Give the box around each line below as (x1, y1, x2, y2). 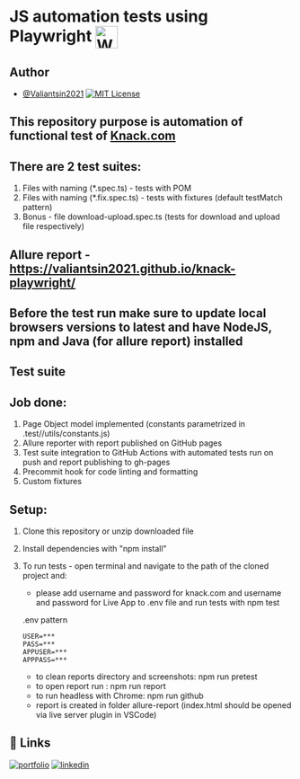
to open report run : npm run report (35, 681, 166, 691)
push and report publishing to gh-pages (22, 456, 171, 468)
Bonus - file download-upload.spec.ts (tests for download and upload (22, 211, 280, 222)
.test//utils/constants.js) (22, 429, 110, 439)
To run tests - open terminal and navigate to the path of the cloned (22, 561, 269, 571)
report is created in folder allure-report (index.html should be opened (35, 700, 292, 711)
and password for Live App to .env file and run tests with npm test (35, 598, 280, 607)
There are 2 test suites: (9, 159, 142, 174)
